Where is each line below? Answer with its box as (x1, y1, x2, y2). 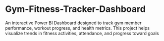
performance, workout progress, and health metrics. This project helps (5, 25, 150, 31)
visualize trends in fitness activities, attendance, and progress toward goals (5, 30, 160, 36)
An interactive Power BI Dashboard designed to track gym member (5, 20, 142, 26)
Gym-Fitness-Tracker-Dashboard (5, 3, 146, 15)
